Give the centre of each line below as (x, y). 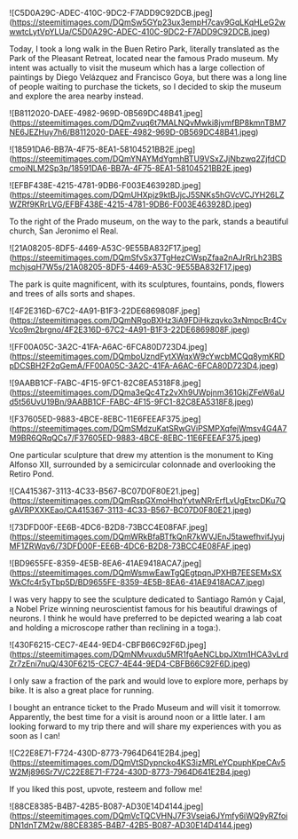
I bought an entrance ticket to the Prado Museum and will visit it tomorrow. (145, 708)
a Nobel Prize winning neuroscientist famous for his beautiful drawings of (143, 609)
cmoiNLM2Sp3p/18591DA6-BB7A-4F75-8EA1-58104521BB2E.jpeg (129, 168)
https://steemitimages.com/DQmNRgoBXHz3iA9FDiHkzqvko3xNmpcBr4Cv (149, 320)
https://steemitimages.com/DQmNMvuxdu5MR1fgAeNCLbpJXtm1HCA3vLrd (150, 654)
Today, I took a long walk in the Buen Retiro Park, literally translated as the (144, 49)
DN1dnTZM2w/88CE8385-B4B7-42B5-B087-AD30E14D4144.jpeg (129, 825)
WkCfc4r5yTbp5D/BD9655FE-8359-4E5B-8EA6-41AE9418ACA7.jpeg (136, 582)
